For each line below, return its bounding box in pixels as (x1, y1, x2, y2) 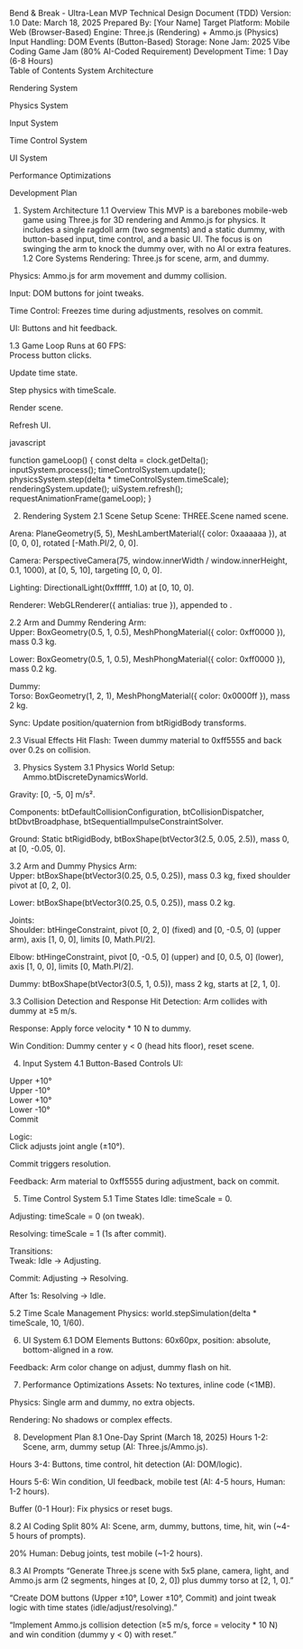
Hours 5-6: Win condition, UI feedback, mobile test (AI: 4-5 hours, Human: (9, 1477, 286, 1487)
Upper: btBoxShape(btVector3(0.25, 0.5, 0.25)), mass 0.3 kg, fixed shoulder (9, 871, 291, 880)
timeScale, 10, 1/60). (9, 1317, 85, 1328)
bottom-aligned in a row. (22, 1344, 115, 1355)
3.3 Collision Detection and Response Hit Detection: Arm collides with (9, 996, 268, 1007)
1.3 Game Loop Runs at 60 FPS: (9, 340, 126, 351)
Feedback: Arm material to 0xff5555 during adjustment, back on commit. (9, 1176, 280, 1186)
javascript (9, 438, 47, 447)
